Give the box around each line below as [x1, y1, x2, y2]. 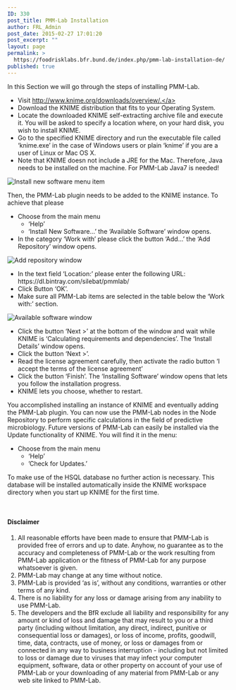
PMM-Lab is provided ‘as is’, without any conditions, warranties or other [17, 578, 227, 587]
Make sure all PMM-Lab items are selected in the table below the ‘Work [17, 292, 225, 300]
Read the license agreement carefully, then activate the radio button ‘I [17, 357, 221, 365]
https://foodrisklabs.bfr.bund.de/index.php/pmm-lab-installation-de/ [13, 56, 225, 64]
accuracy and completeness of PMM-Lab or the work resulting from [17, 548, 216, 557]
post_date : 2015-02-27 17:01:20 [7, 30, 102, 37]
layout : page [7, 43, 46, 50]
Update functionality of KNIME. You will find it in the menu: [7, 430, 178, 439]
